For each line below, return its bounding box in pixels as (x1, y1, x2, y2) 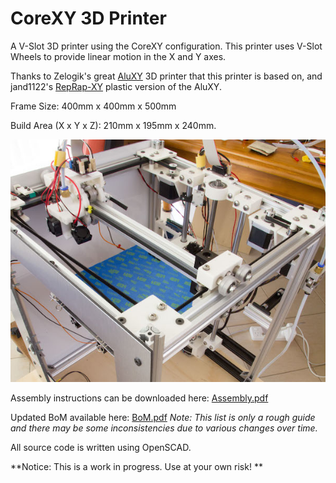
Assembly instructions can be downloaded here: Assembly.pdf (10, 392, 269, 404)
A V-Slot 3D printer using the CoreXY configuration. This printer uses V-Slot (10, 40, 323, 52)
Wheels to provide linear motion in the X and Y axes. (10, 50, 227, 62)
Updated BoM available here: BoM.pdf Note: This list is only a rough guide (10, 412, 316, 424)
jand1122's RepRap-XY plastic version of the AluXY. (10, 80, 222, 92)
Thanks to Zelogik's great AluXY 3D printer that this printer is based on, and (10, 70, 323, 82)
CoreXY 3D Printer (10, 7, 167, 30)
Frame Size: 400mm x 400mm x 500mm (10, 100, 177, 112)
